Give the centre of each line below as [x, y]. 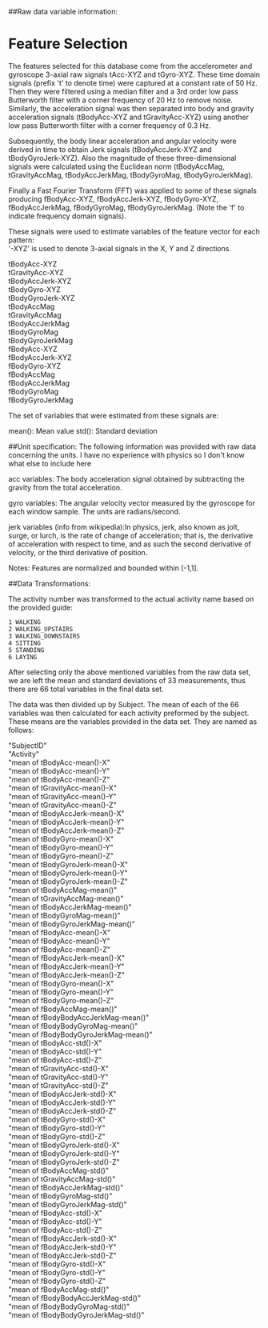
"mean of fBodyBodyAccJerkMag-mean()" [79, 1017]
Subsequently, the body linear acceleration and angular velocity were [123, 141]
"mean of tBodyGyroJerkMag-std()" [68, 1204]
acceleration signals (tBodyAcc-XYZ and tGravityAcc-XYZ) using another [129, 117]
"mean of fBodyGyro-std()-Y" [57, 1272]
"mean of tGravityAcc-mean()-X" [63, 788]
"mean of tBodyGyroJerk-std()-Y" [64, 1153]
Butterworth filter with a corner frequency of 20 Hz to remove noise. [121, 100]
